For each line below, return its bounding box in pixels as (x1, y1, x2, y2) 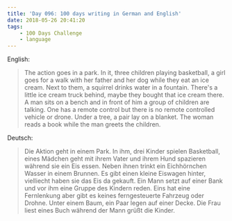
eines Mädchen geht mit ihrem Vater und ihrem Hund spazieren (24, 154, 206, 163)
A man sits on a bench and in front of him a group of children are (24, 98, 210, 106)
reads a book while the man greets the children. (24, 120, 161, 129)
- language (19, 36, 51, 43)
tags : (7, 23, 23, 30)
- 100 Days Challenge (19, 29, 82, 37)
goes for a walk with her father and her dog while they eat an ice (24, 76, 210, 84)
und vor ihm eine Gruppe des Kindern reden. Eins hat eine (24, 184, 191, 193)
